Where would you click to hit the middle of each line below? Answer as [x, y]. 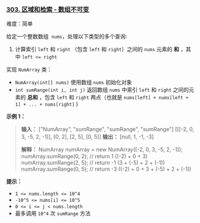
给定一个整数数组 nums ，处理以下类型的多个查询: [67, 37]
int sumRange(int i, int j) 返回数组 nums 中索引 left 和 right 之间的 [102, 90]
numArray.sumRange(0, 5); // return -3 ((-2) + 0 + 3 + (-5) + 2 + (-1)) [106, 169]
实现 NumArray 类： [29, 70]
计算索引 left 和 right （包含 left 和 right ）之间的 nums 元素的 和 [97, 49]
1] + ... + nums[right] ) [46, 104]
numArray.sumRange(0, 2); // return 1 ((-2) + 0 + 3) [84, 156]
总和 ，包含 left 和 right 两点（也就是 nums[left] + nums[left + [108, 97]
